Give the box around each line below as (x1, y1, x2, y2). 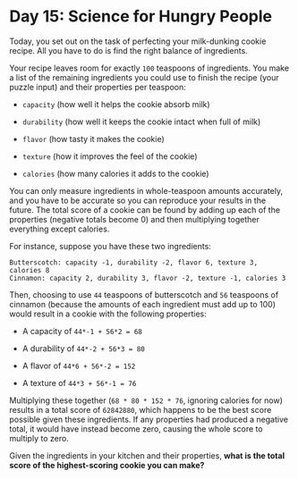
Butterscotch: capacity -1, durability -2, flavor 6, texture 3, (9, 257, 258, 267)
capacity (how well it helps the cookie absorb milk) (21, 98, 210, 109)
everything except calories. (9, 223, 110, 234)
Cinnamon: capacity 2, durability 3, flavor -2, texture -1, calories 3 (9, 273, 286, 282)
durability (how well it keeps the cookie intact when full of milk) (21, 116, 261, 127)
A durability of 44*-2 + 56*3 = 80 (21, 342, 145, 354)
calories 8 (9, 265, 50, 274)
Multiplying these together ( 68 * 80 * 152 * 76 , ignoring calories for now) (9, 395, 284, 406)
